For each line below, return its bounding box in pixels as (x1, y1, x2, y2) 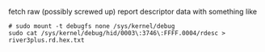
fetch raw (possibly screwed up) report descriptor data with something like (8, 7, 257, 16)
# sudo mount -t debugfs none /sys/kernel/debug (8, 22, 175, 30)
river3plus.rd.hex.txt (8, 36, 85, 44)
